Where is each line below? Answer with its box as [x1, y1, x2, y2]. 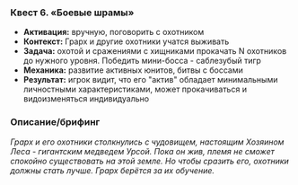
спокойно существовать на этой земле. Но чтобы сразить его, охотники [10, 155, 290, 166]
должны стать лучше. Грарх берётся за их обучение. [10, 164, 215, 176]
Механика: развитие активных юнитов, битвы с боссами [22, 65, 243, 75]
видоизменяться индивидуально [22, 93, 150, 104]
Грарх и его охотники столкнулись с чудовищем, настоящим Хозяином [10, 137, 285, 147]
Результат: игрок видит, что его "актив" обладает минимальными [22, 75, 278, 85]
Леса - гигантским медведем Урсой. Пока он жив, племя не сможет [10, 145, 275, 156]
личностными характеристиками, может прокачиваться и [22, 84, 248, 95]
